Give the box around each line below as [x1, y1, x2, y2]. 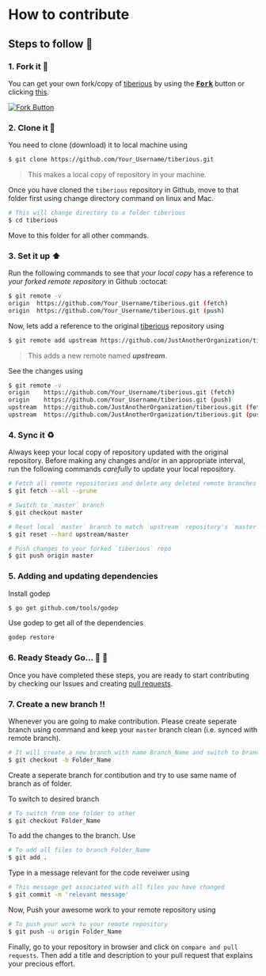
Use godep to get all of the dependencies [8, 618, 144, 628]
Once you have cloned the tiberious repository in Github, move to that [8, 185, 239, 195]
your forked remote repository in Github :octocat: [8, 277, 169, 287]
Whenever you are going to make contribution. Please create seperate [8, 716, 237, 726]
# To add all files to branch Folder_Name [8, 846, 150, 854]
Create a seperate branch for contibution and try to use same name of [8, 770, 237, 780]
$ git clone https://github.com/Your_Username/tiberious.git [8, 156, 215, 164]
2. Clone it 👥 [8, 122, 55, 133]
